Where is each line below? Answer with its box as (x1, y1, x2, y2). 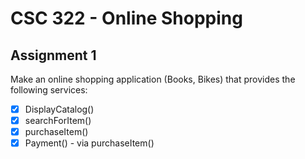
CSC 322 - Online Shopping (10, 7, 243, 30)
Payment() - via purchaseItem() (24, 137, 155, 149)
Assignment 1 (10, 47, 97, 64)
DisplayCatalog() (24, 103, 95, 115)
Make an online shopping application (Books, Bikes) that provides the (10, 73, 296, 85)
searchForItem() (24, 115, 92, 127)
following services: (10, 84, 88, 96)
